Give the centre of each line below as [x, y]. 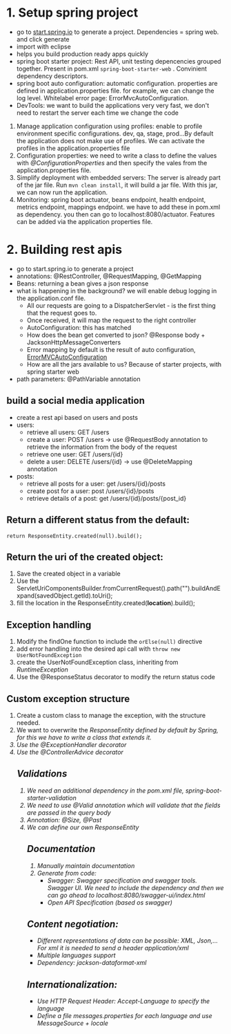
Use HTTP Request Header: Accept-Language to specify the [123, 1001]
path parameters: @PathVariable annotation [78, 379]
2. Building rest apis [64, 250]
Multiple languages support [76, 955]
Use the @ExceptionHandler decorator [71, 744]
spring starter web [53, 371]
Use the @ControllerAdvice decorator [70, 752]
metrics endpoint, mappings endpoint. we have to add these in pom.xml [118, 207]
